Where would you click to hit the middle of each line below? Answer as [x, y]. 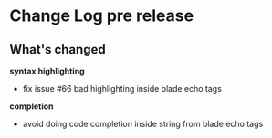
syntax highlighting [47, 71]
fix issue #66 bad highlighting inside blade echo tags [122, 89]
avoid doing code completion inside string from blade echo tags [143, 124]
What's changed [58, 49]
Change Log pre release [102, 16]
